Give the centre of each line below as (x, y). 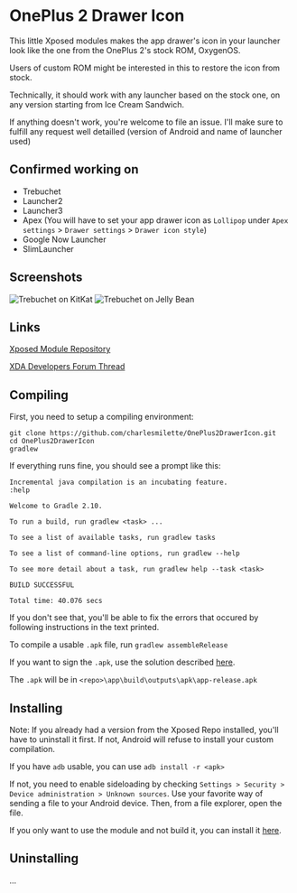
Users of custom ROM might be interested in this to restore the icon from (145, 68)
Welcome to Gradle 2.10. (56, 507)
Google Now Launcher (64, 239)
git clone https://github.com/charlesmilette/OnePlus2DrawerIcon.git (143, 433)
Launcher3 (42, 210)
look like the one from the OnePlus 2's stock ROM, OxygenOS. (125, 50)
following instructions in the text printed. (84, 628)
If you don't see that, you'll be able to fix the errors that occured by (134, 618)
